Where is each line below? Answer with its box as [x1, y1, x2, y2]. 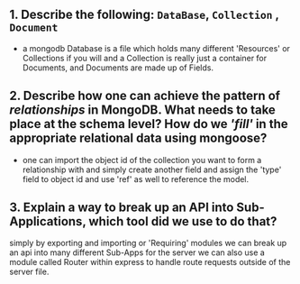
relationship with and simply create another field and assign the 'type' [22, 164, 282, 175]
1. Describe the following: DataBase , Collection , [9, 7, 279, 23]
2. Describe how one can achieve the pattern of [9, 88, 281, 104]
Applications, [9, 214, 86, 229]
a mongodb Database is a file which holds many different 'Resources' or [22, 42, 291, 53]
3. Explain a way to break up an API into [9, 200, 234, 215]
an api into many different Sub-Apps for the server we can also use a [9, 247, 266, 258]
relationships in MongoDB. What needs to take [9, 103, 277, 118]
